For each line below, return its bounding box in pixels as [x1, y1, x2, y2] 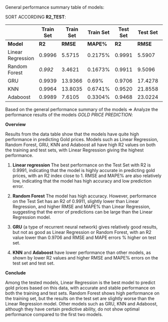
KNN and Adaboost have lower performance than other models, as [12, 249, 151, 255]
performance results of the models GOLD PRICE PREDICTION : [5, 112, 133, 117]
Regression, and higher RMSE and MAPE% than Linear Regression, [12, 203, 151, 209]
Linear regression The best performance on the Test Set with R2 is [12, 162, 151, 168]
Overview [5, 121, 26, 127]
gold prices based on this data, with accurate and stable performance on [5, 285, 155, 290]
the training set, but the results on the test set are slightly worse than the [5, 295, 155, 301]
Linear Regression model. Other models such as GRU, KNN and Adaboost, [5, 301, 158, 306]
